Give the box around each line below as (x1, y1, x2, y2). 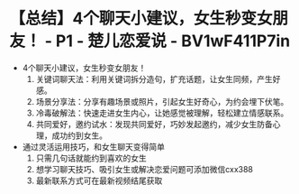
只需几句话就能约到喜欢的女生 (35, 152, 147, 163)
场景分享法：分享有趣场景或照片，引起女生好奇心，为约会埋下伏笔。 (35, 96, 289, 106)
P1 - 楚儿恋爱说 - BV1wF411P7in (55, 31, 291, 51)
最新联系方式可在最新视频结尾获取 (35, 175, 163, 186)
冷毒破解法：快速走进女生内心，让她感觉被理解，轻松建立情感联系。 (35, 107, 289, 118)
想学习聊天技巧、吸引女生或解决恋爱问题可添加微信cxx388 (35, 163, 254, 174)
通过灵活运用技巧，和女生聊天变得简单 (22, 141, 165, 152)
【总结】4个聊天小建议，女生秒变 (9, 8, 257, 29)
